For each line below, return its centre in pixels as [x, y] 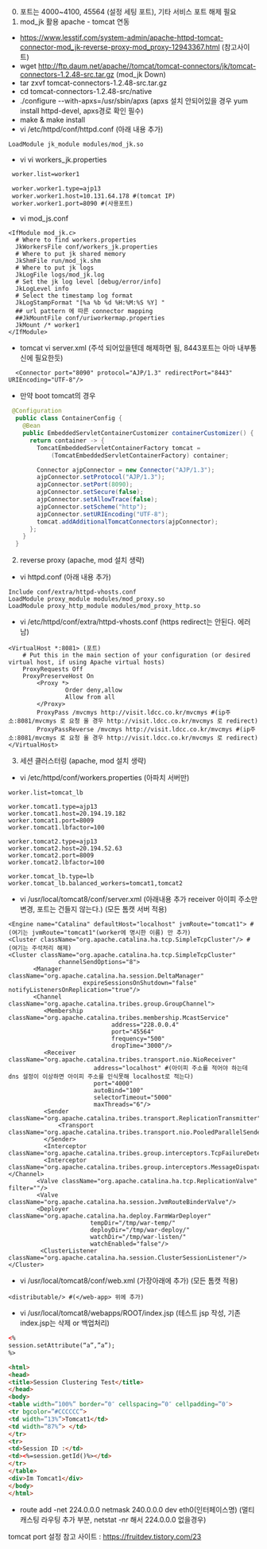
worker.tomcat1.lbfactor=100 [56, 828]
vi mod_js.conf [44, 218]
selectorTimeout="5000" [133, 1098]
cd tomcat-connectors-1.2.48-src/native [86, 91]
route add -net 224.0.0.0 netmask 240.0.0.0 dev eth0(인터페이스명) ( [131, 1509]
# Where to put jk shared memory [71, 254]
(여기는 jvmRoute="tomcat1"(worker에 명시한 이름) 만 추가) [100, 933]
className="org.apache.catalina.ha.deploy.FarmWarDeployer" [110, 1216]
